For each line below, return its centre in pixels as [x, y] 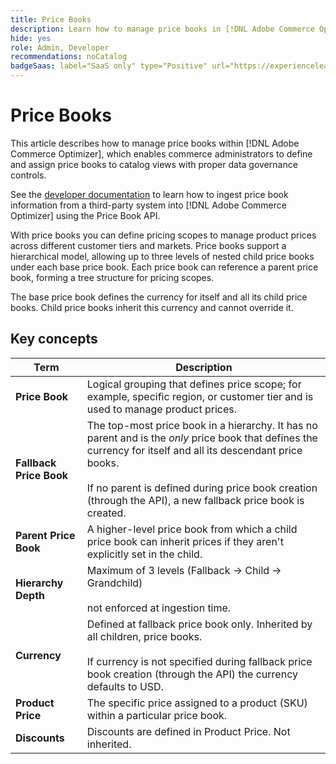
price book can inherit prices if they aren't [185, 541]
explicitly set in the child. [144, 554]
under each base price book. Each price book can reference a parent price [164, 267]
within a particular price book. [157, 715]
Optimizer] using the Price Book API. [85, 215]
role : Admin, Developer [60, 47]
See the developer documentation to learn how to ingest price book [149, 194]
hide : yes [31, 38]
